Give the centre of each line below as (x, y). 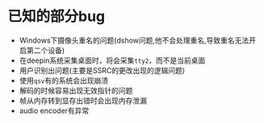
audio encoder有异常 (54, 110)
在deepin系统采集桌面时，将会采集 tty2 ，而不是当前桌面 (112, 60)
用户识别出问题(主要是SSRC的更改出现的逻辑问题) (102, 70)
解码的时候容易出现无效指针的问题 (76, 90)
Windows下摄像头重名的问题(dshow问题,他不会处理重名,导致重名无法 (134, 40)
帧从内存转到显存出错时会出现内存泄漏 (83, 100)
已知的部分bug (57, 16)
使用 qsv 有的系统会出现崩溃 (64, 80)
